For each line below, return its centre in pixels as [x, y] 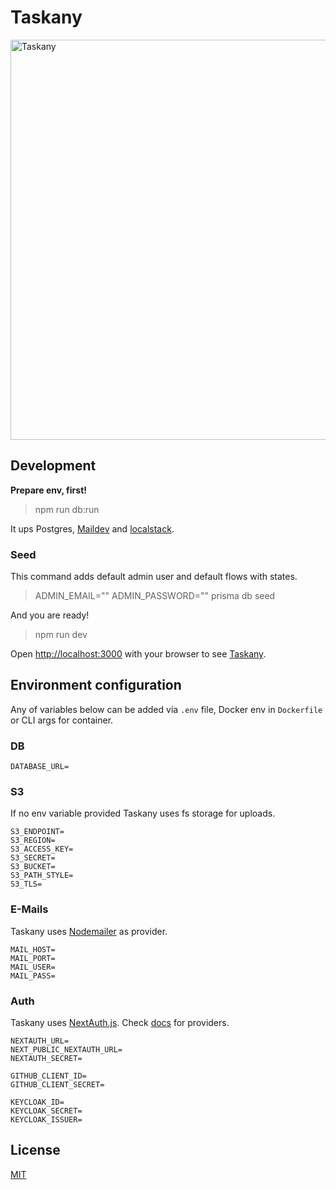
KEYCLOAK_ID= [37, 1102]
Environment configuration [96, 685]
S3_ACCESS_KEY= [42, 849]
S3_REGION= [33, 841]
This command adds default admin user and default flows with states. [154, 577]
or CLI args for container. [62, 720]
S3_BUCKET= [33, 867]
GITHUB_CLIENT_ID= [48, 1076]
